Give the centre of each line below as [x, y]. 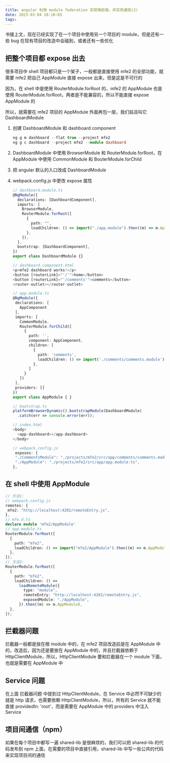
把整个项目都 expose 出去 [45, 58]
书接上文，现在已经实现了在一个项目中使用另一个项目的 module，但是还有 [82, 34]
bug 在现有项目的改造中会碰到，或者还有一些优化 [62, 41]
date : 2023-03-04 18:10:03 [34, 15]
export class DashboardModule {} [48, 257]
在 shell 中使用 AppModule [48, 484]
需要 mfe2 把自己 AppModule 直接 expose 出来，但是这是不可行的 [74, 78]
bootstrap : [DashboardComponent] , [54, 247]
